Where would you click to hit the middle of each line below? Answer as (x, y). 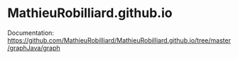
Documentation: (31, 33)
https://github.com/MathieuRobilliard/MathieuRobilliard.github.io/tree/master (119, 40)
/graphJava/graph (34, 48)
